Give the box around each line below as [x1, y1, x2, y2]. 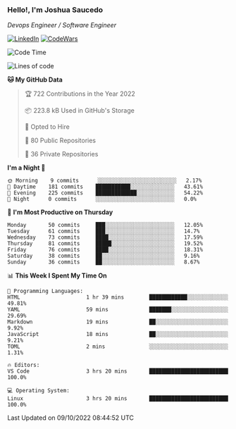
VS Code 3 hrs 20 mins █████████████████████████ [7, 368, 229, 375]
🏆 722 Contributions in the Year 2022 [24, 89, 136, 98]
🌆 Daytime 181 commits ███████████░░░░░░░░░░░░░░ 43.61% [7, 183, 203, 191]
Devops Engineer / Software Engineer [7, 21, 117, 30]
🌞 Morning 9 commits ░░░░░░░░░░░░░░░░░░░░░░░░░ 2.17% [7, 178, 202, 185]
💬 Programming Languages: [7, 287, 83, 295]
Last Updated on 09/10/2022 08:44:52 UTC [7, 414, 135, 422]
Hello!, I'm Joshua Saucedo [7, 5, 104, 15]
